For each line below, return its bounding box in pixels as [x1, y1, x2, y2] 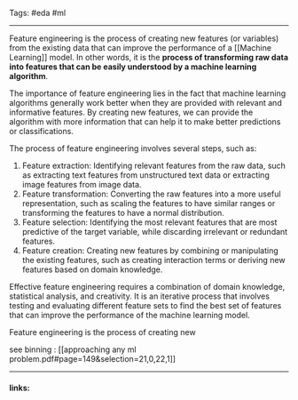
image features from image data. [21, 180, 142, 189]
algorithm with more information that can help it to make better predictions [9, 116, 281, 127]
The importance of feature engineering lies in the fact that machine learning [9, 88, 286, 99]
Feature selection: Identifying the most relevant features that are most [21, 217, 278, 228]
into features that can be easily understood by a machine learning [9, 61, 257, 72]
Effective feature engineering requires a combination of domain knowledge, [9, 282, 286, 292]
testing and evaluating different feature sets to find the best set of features [9, 300, 282, 310]
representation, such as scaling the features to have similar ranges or [21, 198, 276, 208]
